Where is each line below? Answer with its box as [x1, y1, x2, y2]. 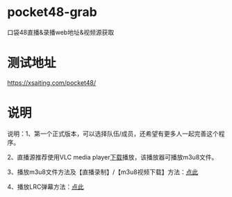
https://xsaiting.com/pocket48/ [7, 78, 96, 87]
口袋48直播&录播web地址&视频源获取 [7, 28, 115, 36]
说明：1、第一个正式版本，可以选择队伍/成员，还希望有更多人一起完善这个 [7, 129, 219, 138]
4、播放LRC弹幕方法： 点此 [7, 182, 85, 191]
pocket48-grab [7, 4, 97, 20]
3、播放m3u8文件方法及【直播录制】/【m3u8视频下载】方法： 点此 [7, 168, 199, 176]
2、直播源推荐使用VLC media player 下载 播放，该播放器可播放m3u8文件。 [7, 152, 218, 161]
